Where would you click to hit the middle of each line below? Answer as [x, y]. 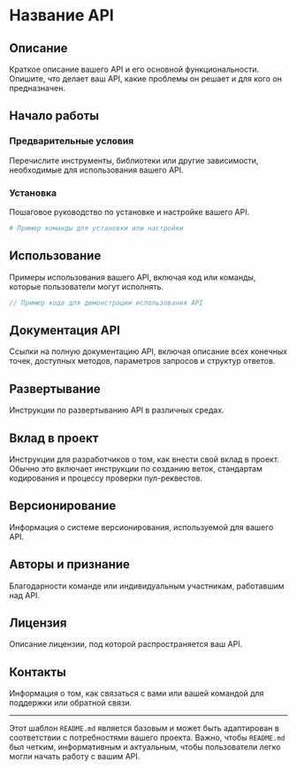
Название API [62, 15]
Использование [55, 256]
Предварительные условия [72, 141]
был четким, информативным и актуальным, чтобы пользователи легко [145, 747]
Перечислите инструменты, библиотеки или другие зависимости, [134, 160]
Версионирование [63, 506]
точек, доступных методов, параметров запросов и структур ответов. [142, 361]
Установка [33, 193]
